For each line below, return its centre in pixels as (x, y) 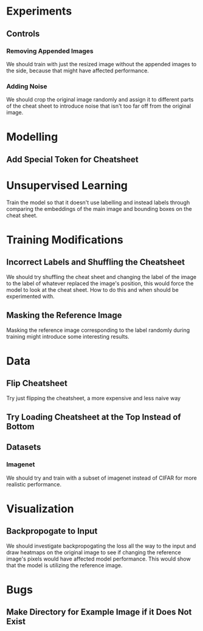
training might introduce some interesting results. (68, 336)
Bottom (20, 426)
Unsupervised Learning (67, 185)
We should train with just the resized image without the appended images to (101, 64)
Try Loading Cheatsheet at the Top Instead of (94, 417)
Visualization (40, 509)
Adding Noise (27, 86)
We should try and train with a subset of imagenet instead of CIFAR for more (102, 478)
